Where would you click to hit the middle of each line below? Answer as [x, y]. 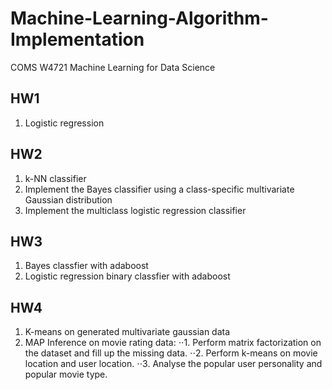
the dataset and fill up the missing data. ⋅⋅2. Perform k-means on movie [171, 353]
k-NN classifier [55, 178]
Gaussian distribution [68, 199]
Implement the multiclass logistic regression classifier [135, 210]
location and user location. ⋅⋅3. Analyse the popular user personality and [173, 364]
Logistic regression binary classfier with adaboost [127, 276]
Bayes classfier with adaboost [86, 266]
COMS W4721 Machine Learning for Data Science [113, 67]
